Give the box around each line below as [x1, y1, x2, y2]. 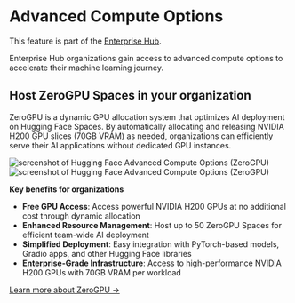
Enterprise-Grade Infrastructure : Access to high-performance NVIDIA [21, 258, 283, 268]
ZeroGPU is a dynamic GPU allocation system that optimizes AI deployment [9, 111, 285, 122]
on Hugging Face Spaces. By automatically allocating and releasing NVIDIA [9, 121, 284, 132]
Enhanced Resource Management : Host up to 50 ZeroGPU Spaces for [21, 219, 283, 230]
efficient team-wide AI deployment [21, 229, 149, 240]
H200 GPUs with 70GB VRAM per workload [21, 267, 182, 277]
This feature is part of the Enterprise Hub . [9, 36, 162, 46]
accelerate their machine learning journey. [9, 62, 164, 73]
